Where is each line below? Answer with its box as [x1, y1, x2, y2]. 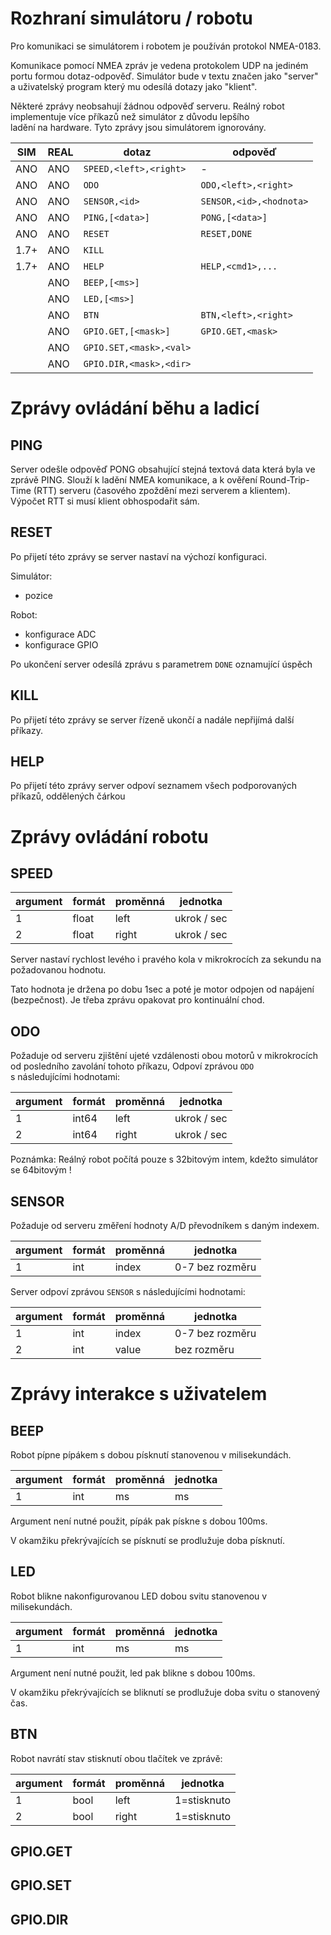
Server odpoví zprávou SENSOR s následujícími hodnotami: [10, 1286, 246, 1297]
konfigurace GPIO [24, 638, 99, 651]
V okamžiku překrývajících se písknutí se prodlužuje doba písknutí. [10, 1535, 285, 1546]
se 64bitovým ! [10, 1164, 72, 1176]
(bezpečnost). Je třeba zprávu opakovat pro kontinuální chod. [10, 994, 265, 1006]
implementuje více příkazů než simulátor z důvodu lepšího [10, 110, 250, 122]
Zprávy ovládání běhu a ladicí [10, 397, 260, 420]
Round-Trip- [259, 473, 310, 486]
